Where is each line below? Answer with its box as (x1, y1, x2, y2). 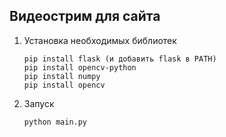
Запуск (23, 97, 55, 109)
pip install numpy (23, 71, 101, 81)
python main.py (23, 117, 88, 127)
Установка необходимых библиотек (23, 34, 177, 46)
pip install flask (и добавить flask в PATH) (23, 54, 217, 64)
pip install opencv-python (23, 62, 137, 73)
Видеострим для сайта (9, 8, 161, 25)
